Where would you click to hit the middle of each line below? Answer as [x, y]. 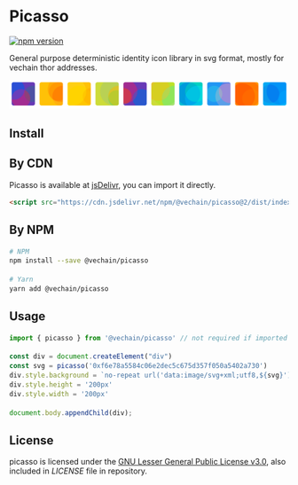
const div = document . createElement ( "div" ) [91, 356]
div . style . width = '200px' [59, 394]
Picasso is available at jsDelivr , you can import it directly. [113, 184]
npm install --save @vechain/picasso [79, 261]
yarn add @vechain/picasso [59, 289]
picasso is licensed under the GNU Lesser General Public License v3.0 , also [148, 462]
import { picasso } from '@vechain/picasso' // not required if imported [149, 338]
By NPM [32, 230]
